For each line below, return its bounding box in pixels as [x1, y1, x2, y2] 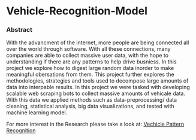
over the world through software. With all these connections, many [6, 45, 171, 53]
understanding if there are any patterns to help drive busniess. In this [6, 58, 177, 65]
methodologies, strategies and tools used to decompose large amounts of [6, 77, 189, 84]
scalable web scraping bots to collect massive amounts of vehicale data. [6, 90, 186, 97]
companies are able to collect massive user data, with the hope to [6, 52, 169, 59]
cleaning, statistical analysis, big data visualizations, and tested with [6, 103, 175, 110]
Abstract [6, 26, 33, 34]
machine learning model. [6, 109, 68, 116]
